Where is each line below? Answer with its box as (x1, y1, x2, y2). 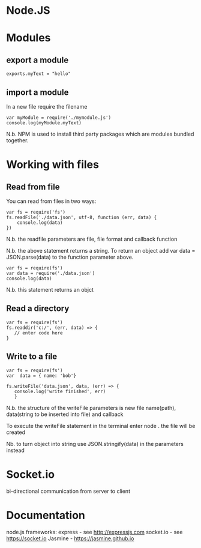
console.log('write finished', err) (14, 388, 106, 394)
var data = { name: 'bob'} (6, 373, 77, 379)
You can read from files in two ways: (6, 197, 97, 205)
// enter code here (14, 330, 63, 336)
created (6, 429, 26, 436)
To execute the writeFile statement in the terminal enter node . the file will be (6, 422, 196, 429)
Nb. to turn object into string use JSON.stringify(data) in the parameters (6, 440, 184, 447)
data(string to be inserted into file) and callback (6, 411, 124, 418)
